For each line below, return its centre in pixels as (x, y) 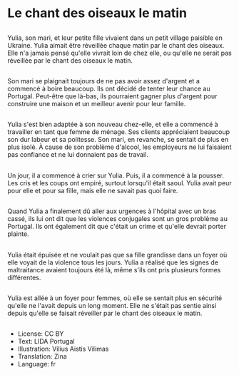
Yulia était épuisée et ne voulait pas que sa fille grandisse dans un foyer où (117, 255)
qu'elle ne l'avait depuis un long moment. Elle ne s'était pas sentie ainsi (112, 305)
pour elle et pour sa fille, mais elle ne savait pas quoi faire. (93, 190)
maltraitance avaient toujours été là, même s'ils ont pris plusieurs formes (114, 269)
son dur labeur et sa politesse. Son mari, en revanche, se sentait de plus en (118, 140)
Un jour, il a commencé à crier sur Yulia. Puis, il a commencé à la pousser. (116, 175)
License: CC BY (41, 334)
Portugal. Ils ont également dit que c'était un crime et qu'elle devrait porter (117, 227)
